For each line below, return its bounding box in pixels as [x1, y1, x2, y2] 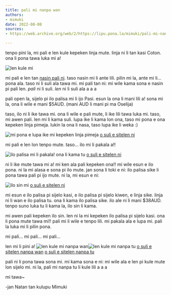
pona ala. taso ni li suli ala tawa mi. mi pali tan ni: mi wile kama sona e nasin [5, 80, 163, 86]
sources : [5, 27, 24, 32]
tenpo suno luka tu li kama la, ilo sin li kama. [5, 203, 98, 209]
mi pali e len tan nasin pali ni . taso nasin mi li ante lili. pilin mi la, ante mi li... [5, 75, 162, 81]
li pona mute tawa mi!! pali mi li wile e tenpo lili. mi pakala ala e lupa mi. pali [5, 218, 162, 224]
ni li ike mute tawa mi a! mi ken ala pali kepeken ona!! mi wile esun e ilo [5, 161, 154, 167]
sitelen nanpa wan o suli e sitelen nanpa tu [5, 249, 95, 255]
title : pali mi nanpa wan [5, 7, 60, 13]
